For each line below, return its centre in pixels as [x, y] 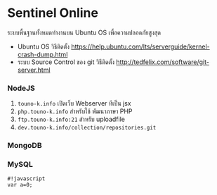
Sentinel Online [53, 13]
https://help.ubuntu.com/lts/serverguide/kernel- [140, 46]
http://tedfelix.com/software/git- [162, 62]
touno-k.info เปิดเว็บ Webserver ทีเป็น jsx [74, 103]
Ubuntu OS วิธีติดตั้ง [44, 46]
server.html [34, 70]
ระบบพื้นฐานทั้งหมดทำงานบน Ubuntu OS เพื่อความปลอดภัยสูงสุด [84, 32]
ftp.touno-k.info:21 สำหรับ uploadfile [71, 119]
